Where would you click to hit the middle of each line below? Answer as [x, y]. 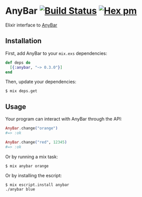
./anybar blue [20, 189]
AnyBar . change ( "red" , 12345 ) [36, 142]
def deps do [18, 63]
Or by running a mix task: [32, 157]
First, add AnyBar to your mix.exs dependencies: [56, 53]
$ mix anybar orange [27, 166]
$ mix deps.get [21, 91]
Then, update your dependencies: [41, 82]
